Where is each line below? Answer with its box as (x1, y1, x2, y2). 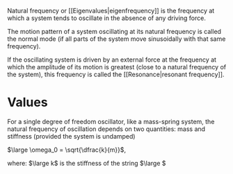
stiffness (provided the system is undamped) (7, 132, 136, 140)
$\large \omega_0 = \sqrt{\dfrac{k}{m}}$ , (7, 146, 127, 154)
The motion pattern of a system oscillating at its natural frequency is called (7, 28, 221, 35)
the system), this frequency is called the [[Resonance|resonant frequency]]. (7, 70, 225, 78)
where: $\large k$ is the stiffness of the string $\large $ (7, 159, 166, 167)
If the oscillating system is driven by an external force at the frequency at (7, 55, 217, 64)
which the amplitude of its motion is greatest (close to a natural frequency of (7, 63, 227, 71)
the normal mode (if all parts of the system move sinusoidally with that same (7, 35, 226, 43)
